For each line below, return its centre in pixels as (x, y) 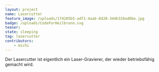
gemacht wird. (19, 64)
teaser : (13, 28)
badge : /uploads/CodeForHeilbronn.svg (44, 23)
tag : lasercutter (23, 37)
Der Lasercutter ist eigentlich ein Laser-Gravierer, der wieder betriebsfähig (80, 59)
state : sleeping (21, 32)
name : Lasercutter (24, 14)
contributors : (19, 41)
